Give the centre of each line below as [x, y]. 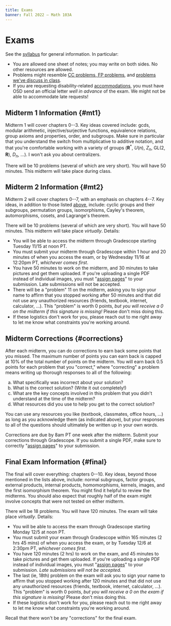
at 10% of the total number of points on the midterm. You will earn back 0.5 [84, 362]
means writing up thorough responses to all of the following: [68, 373]
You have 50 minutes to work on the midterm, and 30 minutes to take [85, 268]
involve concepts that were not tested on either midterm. [65, 501]
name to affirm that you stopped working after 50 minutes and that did [87, 295]
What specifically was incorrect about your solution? [68, 383]
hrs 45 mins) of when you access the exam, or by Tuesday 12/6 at [82, 543]
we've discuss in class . [37, 80]
